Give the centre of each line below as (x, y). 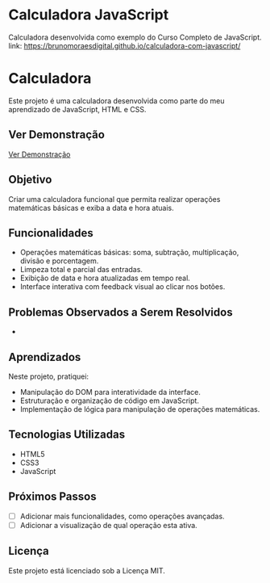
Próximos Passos (52, 497)
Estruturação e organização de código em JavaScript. (110, 401)
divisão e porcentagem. (59, 261)
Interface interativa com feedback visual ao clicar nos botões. (123, 287)
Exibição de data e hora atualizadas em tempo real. (105, 278)
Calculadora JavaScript (89, 15)
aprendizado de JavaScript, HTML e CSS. (77, 109)
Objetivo (30, 180)
